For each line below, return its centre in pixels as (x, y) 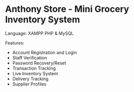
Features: (15, 43)
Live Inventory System (35, 73)
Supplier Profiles (29, 84)
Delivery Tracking (30, 79)
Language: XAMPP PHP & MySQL (39, 33)
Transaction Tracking (34, 68)
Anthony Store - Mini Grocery (67, 9)
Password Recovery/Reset (39, 63)
